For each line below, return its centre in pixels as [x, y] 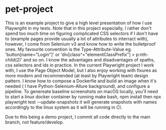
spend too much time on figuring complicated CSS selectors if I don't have [82, 33]
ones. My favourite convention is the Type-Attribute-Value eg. [69, 49]
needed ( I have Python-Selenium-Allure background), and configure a [78, 86]
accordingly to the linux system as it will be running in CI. [64, 107]
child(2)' [14, 60]
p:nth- [142, 54]
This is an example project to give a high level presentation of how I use [79, 23]
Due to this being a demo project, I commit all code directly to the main [78, 117]
